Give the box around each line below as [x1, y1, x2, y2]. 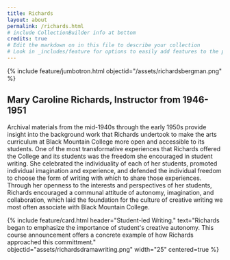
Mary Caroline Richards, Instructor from [7, 94, 181, 106]
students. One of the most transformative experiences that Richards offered [7, 144, 221, 153]
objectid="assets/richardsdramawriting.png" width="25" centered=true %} [7, 245, 219, 253]
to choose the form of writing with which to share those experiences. [7, 174, 202, 182]
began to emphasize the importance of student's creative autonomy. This [7, 223, 214, 231]
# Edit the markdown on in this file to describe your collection [7, 42, 201, 49]
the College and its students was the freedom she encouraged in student [7, 152, 214, 160]
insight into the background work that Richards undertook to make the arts [7, 130, 217, 138]
